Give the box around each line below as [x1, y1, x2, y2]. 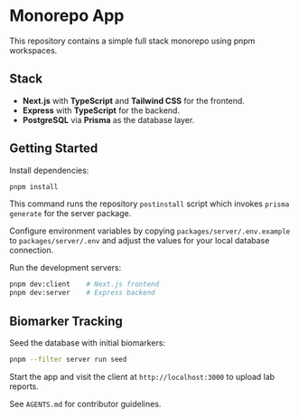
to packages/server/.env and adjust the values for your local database [9, 235, 270, 246]
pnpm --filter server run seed [9, 355, 127, 364]
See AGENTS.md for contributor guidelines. [9, 398, 162, 409]
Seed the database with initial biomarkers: [9, 337, 165, 348]
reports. [9, 381, 39, 392]
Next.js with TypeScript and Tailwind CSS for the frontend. [22, 95, 246, 106]
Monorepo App [9, 5, 125, 26]
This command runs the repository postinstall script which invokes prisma [9, 198, 290, 209]
